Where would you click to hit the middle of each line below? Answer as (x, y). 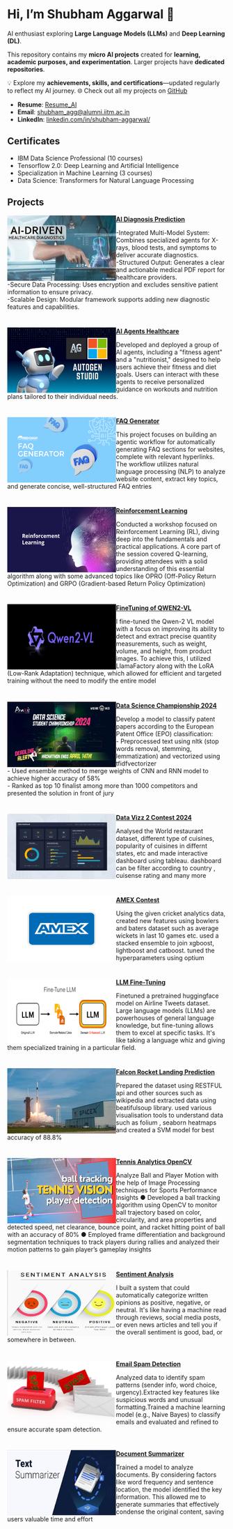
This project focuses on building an (166, 434)
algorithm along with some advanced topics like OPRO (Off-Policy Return (112, 576)
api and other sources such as (159, 1093)
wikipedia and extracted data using (166, 1100)
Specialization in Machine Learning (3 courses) (85, 173)
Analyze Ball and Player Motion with (167, 1176)
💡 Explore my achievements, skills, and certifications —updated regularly (114, 82)
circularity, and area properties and (166, 1220)
